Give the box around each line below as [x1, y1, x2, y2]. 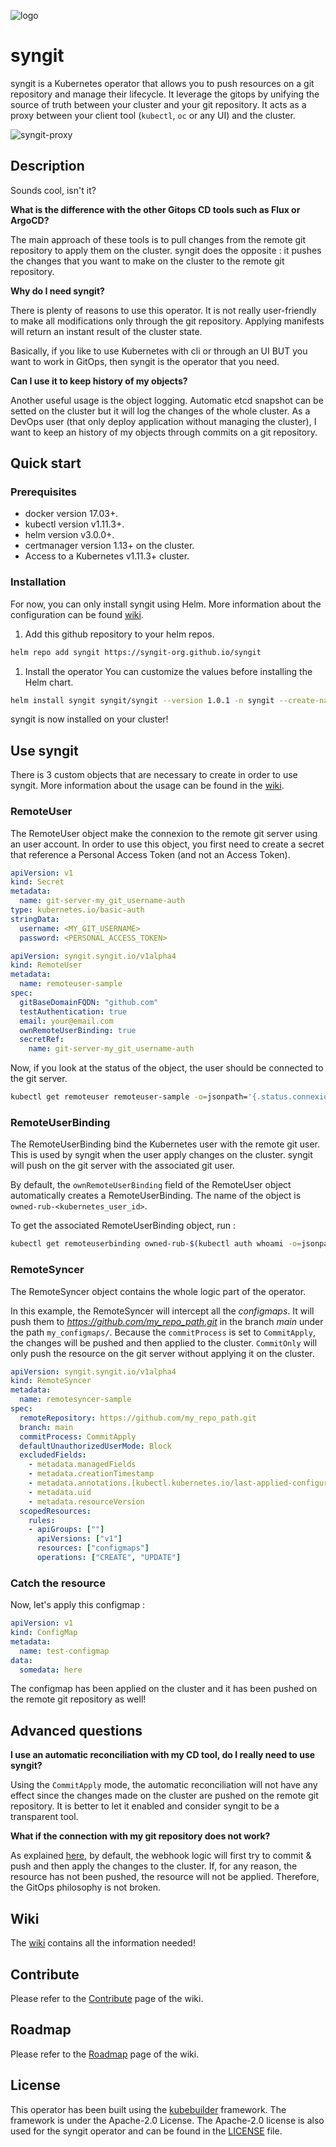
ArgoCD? [10, 214, 50, 226]
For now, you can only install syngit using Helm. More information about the [10, 598, 322, 610]
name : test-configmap [19, 1646, 110, 1656]
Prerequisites [10, 485, 77, 499]
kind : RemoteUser [10, 960, 83, 970]
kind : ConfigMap [10, 1628, 78, 1638]
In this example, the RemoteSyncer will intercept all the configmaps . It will [10, 1305, 315, 1317]
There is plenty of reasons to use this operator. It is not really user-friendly [10, 304, 317, 316]
